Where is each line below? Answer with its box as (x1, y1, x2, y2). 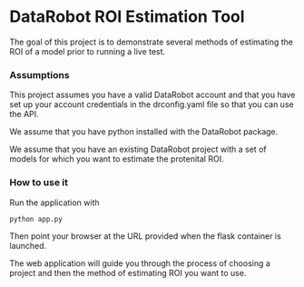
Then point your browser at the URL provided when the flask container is (9, 230, 281, 242)
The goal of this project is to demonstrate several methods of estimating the (9, 36, 293, 47)
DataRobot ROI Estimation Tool (9, 6, 245, 27)
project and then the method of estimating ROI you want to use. (9, 267, 247, 278)
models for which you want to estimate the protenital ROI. (9, 153, 224, 164)
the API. (9, 109, 39, 120)
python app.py (9, 214, 64, 223)
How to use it (9, 176, 68, 189)
